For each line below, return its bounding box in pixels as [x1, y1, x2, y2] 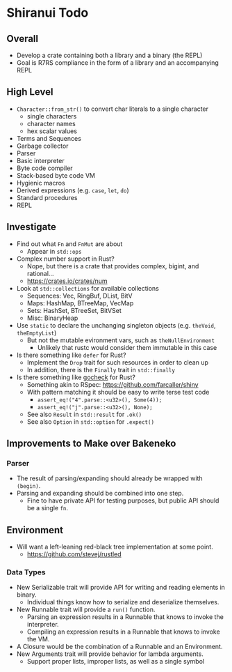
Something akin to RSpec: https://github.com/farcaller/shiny [26, 380, 199, 388]
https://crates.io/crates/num [26, 277, 108, 285]
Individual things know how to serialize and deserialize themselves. [26, 598, 219, 606]
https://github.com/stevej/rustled [26, 550, 122, 558]
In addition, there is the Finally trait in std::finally [26, 365, 175, 374]
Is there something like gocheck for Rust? [16, 373, 136, 381]
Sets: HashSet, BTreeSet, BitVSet [26, 306, 122, 314]
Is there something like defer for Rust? [16, 351, 126, 359]
